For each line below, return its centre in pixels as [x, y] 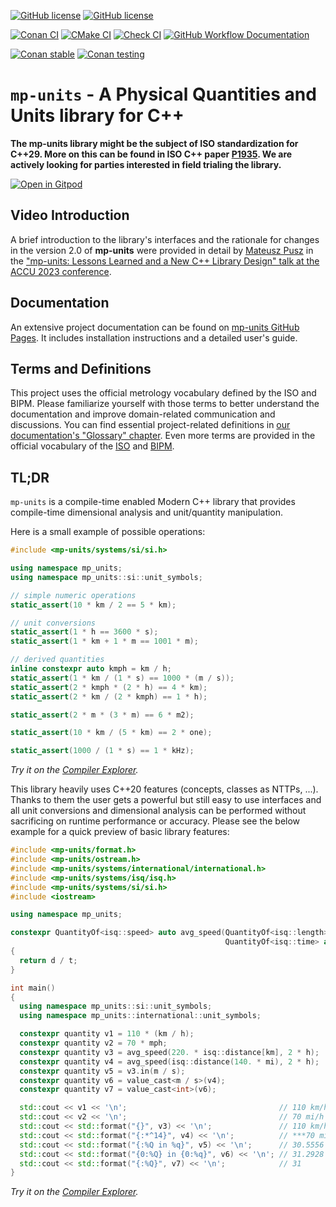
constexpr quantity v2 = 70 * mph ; [93, 1043]
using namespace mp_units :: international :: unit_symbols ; [140, 1016]
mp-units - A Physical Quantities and [163, 94]
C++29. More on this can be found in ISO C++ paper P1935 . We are [151, 154]
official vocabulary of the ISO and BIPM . [92, 446]
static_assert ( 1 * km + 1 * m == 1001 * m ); [104, 641]
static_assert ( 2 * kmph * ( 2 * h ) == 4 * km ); [109, 687]
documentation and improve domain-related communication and [143, 414]
